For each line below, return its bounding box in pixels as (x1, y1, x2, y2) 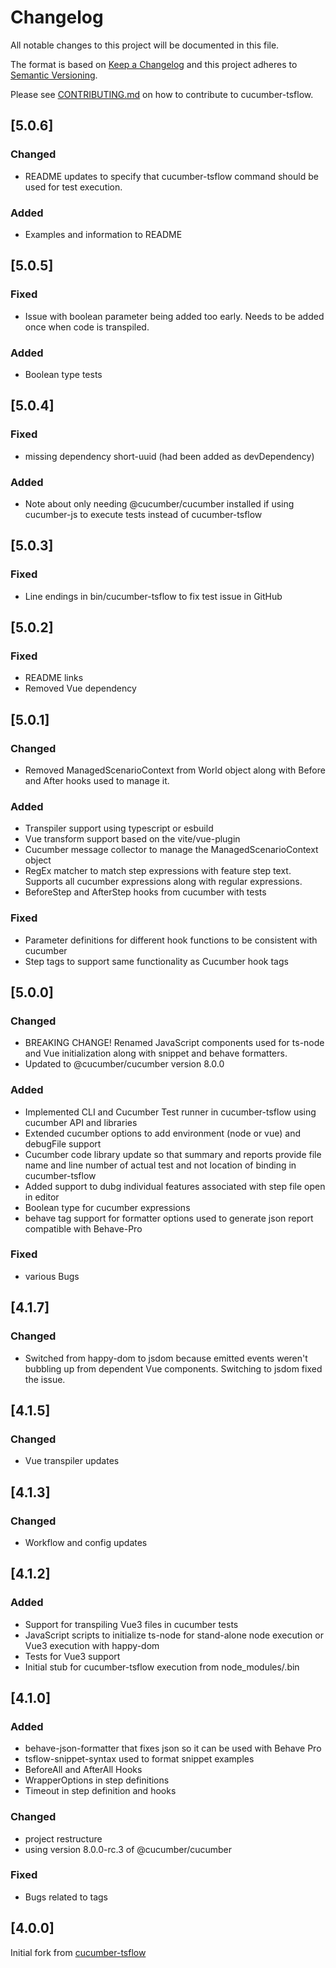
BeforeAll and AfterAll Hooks (24, 1764, 143, 1776)
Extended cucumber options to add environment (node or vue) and (24, 1127, 302, 1139)
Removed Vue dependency (24, 682, 137, 695)
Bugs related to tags (24, 1891, 108, 1903)
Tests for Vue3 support (24, 1650, 121, 1662)
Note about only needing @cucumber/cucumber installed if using (24, 497, 295, 510)
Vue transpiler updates (24, 1455, 120, 1467)
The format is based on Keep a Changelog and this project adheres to (10, 58, 298, 70)
